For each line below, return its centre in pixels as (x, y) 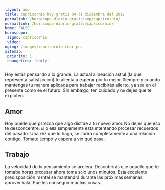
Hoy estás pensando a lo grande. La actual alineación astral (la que (73, 74)
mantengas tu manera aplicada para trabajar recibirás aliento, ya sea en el (81, 85)
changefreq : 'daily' (28, 61)
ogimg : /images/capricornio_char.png (44, 47)
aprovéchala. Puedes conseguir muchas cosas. (53, 182)
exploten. (15, 96)
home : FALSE (17, 28)
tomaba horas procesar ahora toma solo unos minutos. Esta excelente (76, 172)
